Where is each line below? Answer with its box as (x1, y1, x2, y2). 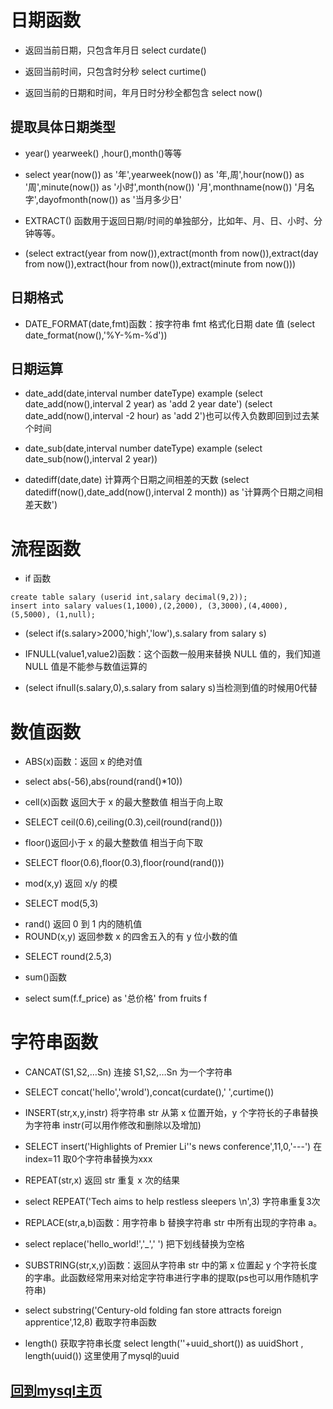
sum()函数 (24, 971, 67, 983)
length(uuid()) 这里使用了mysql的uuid (24, 1350, 180, 1362)
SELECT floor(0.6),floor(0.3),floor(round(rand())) (24, 857, 225, 869)
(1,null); (54, 610, 97, 620)
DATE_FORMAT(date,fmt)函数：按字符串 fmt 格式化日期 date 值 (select (24, 317, 316, 330)
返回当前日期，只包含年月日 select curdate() (24, 44, 207, 56)
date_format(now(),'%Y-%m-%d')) (24, 329, 168, 341)
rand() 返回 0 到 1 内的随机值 (24, 918, 143, 930)
